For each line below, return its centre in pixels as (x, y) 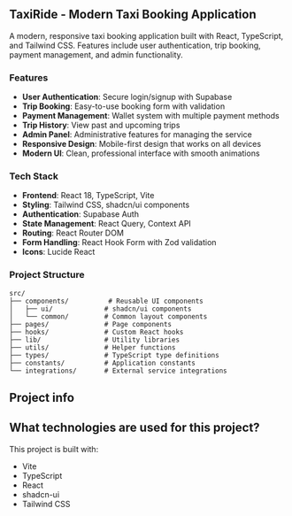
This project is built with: (54, 449)
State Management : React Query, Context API (107, 224)
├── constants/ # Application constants (103, 363)
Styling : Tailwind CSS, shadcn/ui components (106, 205)
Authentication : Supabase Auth (81, 214)
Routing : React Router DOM (73, 233)
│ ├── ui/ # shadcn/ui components (100, 309)
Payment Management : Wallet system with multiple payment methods (151, 116)
